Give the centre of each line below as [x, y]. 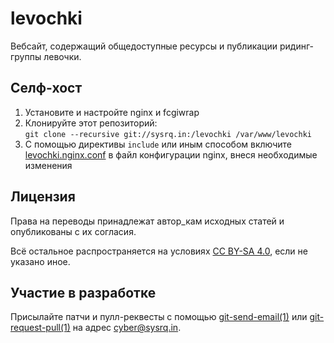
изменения [48, 165]
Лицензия [43, 197]
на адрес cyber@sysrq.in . [127, 328]
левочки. [62, 56]
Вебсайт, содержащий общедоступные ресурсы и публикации [144, 46]
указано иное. [40, 261]
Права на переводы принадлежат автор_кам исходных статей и [147, 221]
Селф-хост [46, 88]
